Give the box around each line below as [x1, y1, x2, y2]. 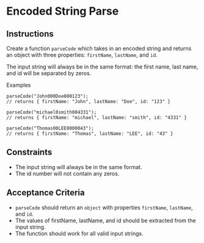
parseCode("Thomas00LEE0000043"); [6, 125, 95, 131]
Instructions [6, 29, 54, 39]
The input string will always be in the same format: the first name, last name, [6, 63, 199, 70]
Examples [6, 81, 31, 89]
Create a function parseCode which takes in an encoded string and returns [6, 45, 192, 52]
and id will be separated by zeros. [6, 70, 92, 77]
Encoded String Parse [6, 4, 119, 18]
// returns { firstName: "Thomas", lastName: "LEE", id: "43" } [6, 131, 173, 137]
